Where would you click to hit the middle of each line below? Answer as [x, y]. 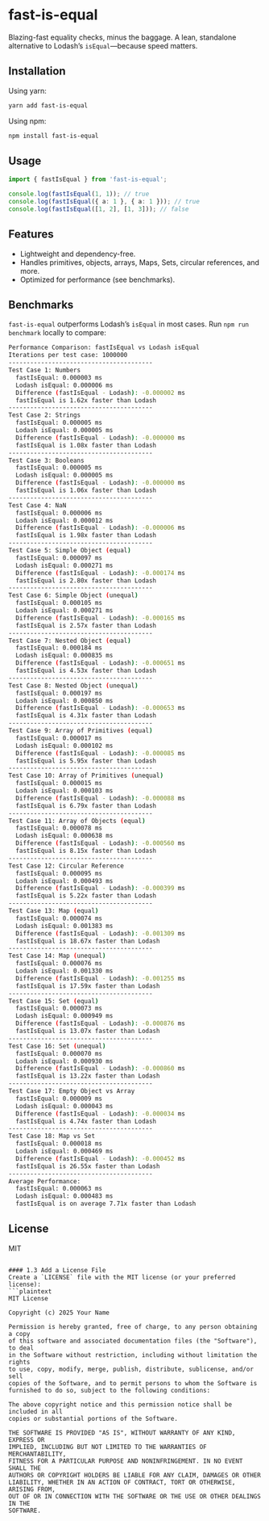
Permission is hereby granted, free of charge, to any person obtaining [133, 1326]
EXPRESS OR [27, 1439]
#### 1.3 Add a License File [57, 1270]
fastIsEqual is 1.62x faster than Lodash [86, 400]
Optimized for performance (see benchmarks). [97, 279]
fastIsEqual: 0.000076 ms [59, 964]
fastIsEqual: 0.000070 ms [59, 1053]
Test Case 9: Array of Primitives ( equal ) [81, 731]
